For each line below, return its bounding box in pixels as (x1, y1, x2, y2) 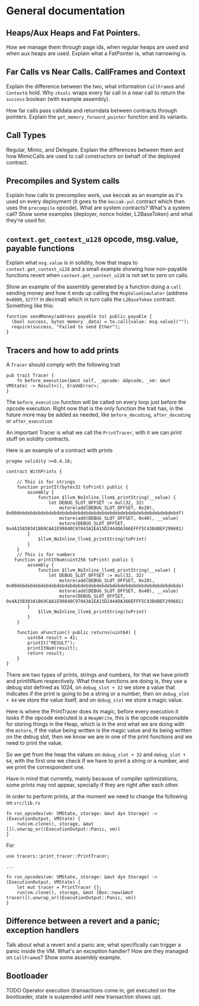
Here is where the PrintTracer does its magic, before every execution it (6, 708, 179, 715)
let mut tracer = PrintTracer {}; (17, 884, 102, 891)
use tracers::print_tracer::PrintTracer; (6, 853, 110, 859)
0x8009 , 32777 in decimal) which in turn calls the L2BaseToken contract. (6, 296, 176, 303)
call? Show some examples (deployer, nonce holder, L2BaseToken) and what (6, 211, 193, 218)
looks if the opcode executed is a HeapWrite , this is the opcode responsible (6, 714, 189, 722)
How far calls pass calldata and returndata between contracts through (6, 107, 178, 114)
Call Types (6, 131, 46, 141)
